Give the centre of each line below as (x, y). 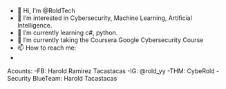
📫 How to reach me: (47, 48)
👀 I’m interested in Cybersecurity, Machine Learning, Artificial (104, 18)
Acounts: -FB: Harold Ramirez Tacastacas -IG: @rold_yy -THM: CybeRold (111, 71)
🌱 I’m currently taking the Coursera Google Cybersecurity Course (110, 40)
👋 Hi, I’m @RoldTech (46, 11)
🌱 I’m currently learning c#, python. (67, 32)
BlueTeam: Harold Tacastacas (75, 78)
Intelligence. (35, 25)
